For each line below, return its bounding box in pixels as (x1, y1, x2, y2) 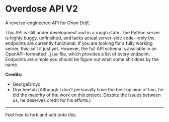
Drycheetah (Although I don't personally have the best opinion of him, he (12, 86, 163, 92)
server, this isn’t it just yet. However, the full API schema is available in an (5, 45, 157, 51)
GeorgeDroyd (12, 81, 41, 87)
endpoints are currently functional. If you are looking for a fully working (5, 40, 153, 46)
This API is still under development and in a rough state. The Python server (5, 29, 160, 35)
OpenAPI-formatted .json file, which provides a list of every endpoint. (5, 51, 150, 57)
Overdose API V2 (5, 3, 78, 15)
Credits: (5, 71, 23, 77)
